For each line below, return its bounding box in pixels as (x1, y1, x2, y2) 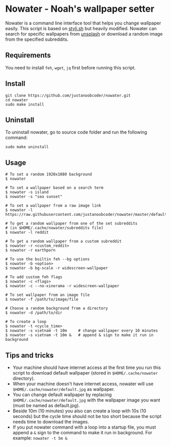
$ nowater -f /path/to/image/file (5, 297, 79, 302)
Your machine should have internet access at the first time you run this (12, 364, 161, 370)
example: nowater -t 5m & (12, 435, 68, 441)
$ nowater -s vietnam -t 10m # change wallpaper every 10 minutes (5, 328, 158, 333)
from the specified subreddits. (5, 36, 69, 42)
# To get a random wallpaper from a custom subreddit (5, 239, 122, 244)
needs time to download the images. (12, 419, 89, 425)
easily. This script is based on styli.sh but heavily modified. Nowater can (5, 25, 157, 31)
